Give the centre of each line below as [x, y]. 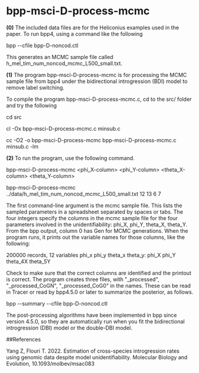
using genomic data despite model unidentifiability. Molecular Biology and [97, 357]
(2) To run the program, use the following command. [71, 158]
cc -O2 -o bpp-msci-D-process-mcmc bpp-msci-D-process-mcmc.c [91, 140]
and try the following [32, 105]
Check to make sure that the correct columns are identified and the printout [99, 273]
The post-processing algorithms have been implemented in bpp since [91, 315]
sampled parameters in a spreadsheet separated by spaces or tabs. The [95, 212]
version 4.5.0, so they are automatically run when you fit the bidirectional [96, 321]
